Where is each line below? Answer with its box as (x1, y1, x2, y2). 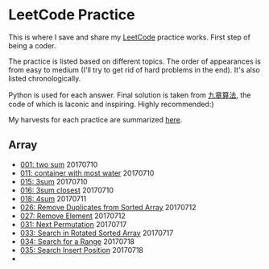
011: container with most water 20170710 (19, 168, 155, 178)
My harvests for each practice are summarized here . (8, 114, 183, 124)
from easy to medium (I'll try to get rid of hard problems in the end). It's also (8, 64, 260, 74)
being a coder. (8, 40, 56, 50)
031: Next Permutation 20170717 (19, 219, 127, 229)
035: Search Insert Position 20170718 (19, 245, 143, 255)
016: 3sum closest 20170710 (19, 185, 114, 195)
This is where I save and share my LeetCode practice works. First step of (8, 32, 251, 42)
